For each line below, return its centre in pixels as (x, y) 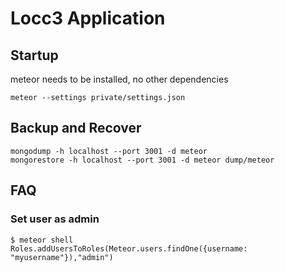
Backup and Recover (76, 128)
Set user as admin (55, 219)
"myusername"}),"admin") (62, 257)
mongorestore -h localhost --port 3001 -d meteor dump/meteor (142, 160)
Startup (34, 55)
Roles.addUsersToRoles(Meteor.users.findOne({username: (129, 248)
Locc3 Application (88, 18)
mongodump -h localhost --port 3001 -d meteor (109, 151)
